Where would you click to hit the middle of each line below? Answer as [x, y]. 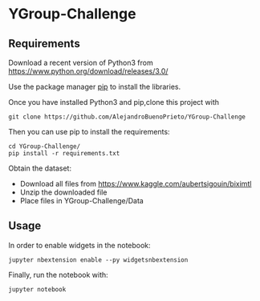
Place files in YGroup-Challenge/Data [82, 201]
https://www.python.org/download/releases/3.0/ [88, 71]
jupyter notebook [37, 289]
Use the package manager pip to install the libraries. [95, 86]
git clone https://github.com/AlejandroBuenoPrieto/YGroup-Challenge [127, 117]
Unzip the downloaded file [63, 192]
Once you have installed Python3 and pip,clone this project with [114, 102]
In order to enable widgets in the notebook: [79, 245]
